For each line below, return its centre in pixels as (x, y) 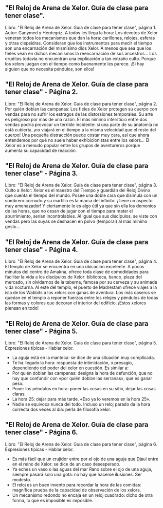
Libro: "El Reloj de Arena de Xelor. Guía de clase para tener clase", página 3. (81, 185)
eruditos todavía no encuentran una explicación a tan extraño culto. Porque (81, 59)
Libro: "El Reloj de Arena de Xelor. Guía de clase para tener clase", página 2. (81, 104)
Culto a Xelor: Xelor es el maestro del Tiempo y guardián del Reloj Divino (78, 190)
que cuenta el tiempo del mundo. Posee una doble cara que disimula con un (81, 195)
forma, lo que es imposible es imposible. (53, 500)
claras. (19, 394)
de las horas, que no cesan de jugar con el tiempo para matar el (69, 211)
